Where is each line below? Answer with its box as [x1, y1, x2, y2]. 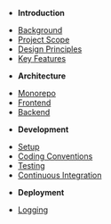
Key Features [17, 54, 67, 63]
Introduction [17, 8, 65, 18]
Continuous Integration [17, 170, 102, 180]
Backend [17, 107, 51, 117]
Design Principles [17, 44, 83, 54]
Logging [17, 204, 49, 215]
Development [17, 124, 69, 135]
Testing [17, 161, 46, 170]
